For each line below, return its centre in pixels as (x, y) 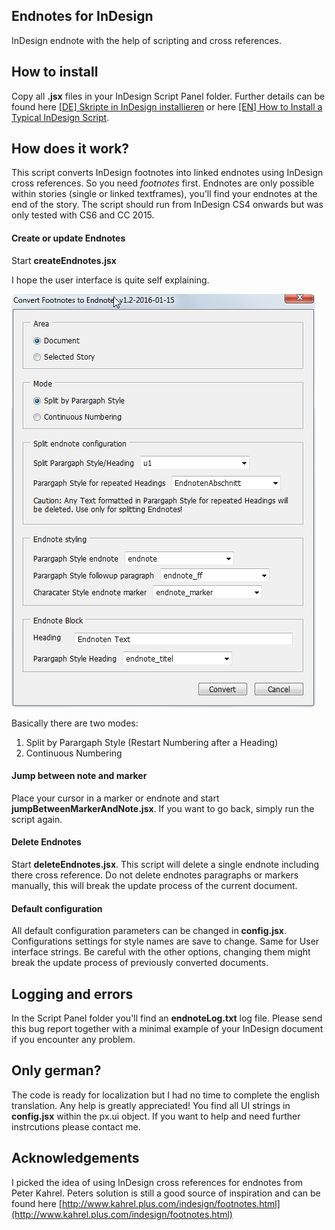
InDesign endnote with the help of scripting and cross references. (147, 40)
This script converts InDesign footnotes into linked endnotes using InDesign (167, 173)
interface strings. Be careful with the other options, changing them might (161, 952)
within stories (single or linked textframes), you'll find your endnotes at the (164, 194)
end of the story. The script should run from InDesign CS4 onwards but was (167, 205)
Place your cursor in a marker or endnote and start (115, 798)
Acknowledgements (75, 1158)
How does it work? (70, 149)
